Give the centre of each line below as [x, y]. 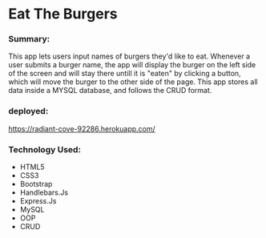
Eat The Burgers [63, 14]
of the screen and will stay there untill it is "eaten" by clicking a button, [125, 74]
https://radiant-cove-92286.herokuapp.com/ [82, 128]
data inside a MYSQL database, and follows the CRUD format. [110, 91]
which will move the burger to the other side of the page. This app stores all [133, 82]
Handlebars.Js [44, 192]
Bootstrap [36, 184]
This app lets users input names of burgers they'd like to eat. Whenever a [129, 56]
